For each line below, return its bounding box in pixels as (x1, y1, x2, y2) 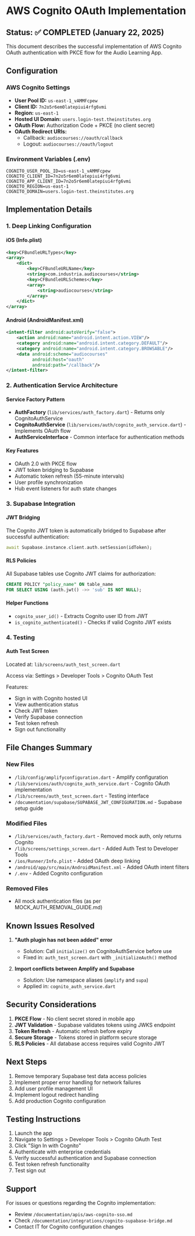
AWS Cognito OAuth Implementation (6, 4, 186, 18)
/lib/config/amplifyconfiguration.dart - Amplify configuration (14, 774, 169, 781)
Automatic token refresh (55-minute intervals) (14, 472, 125, 479)
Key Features (6, 447, 39, 454)
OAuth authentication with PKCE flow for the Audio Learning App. (6, 49, 163, 56)
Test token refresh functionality (14, 1161, 90, 1168)
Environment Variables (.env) (6, 155, 91, 163)
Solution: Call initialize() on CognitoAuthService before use (23, 948, 172, 955)
